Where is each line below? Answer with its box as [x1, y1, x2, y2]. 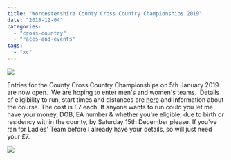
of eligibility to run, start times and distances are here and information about [7, 95, 224, 104]
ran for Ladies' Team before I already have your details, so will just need [7, 125, 212, 133]
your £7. [7, 132, 30, 141]
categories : [7, 23, 41, 30]
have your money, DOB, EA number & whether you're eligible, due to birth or [7, 110, 225, 118]
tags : [7, 42, 23, 49]
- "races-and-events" [13, 36, 76, 43]
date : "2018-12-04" [7, 17, 64, 24]
